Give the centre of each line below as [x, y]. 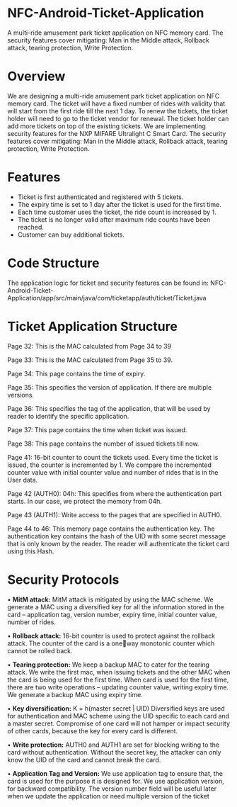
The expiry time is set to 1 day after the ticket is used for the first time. [119, 204]
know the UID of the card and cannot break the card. [84, 760]
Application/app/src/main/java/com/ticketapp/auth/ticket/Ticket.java [107, 298]
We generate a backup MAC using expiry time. [75, 694]
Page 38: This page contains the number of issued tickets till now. [103, 444]
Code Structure [53, 263]
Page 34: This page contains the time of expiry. [76, 373]
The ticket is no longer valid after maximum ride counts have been [114, 219]
